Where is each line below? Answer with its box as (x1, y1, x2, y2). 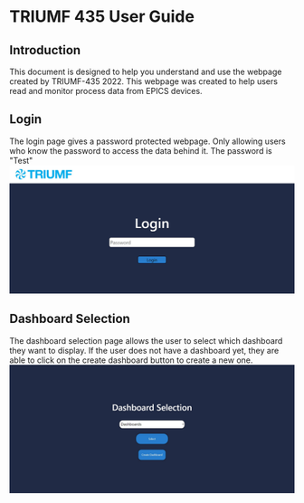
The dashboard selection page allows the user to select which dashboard (9, 335, 283, 346)
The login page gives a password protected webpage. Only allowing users (9, 136, 287, 147)
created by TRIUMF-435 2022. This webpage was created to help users (9, 76, 279, 87)
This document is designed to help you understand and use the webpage (9, 66, 282, 77)
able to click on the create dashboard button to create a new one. (9, 355, 253, 365)
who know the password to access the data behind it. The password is (9, 145, 273, 156)
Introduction (9, 43, 81, 58)
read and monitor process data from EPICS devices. (9, 86, 203, 96)
